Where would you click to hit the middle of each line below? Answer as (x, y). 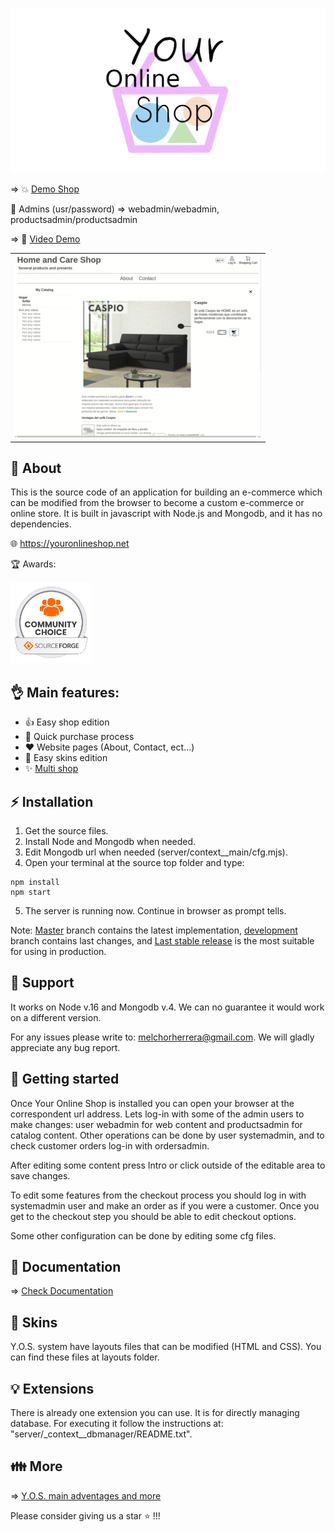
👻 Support (42, 983)
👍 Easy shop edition (67, 722)
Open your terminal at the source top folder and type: (134, 862)
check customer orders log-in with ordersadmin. (110, 1145)
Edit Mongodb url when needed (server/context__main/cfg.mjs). (156, 852)
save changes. (40, 1175)
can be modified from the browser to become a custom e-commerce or (157, 503)
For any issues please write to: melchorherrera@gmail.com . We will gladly (162, 1037)
